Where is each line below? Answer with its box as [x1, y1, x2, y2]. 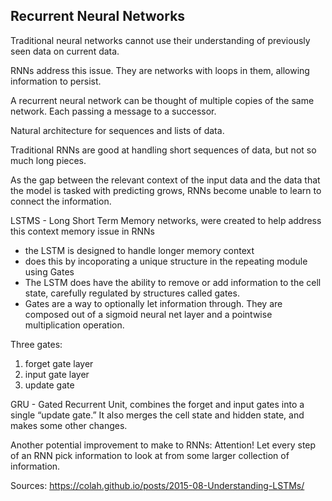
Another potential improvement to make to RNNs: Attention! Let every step [10, 439, 317, 451]
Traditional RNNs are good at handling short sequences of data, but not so [10, 144, 317, 156]
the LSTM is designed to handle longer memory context [24, 244, 255, 256]
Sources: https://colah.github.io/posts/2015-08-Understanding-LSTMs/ [10, 479, 305, 491]
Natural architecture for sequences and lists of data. [10, 124, 225, 136]
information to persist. [10, 75, 102, 87]
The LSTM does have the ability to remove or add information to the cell [24, 276, 322, 288]
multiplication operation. [24, 319, 125, 331]
